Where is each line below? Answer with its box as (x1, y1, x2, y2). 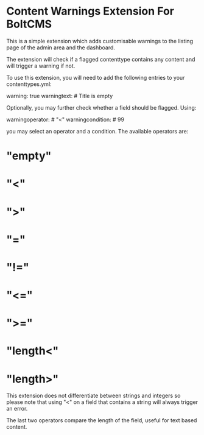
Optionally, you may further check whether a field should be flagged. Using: (6, 104, 197, 111)
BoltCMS (6, 17, 52, 31)
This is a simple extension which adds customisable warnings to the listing (6, 37, 194, 44)
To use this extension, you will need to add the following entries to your (6, 74, 185, 81)
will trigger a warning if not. (6, 62, 76, 69)
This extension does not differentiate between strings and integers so (6, 392, 181, 400)
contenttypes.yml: (6, 80, 52, 88)
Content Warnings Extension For (6, 4, 175, 18)
